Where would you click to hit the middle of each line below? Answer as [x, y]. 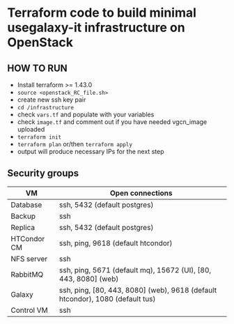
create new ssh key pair [52, 100]
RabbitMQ [27, 275]
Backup [23, 216]
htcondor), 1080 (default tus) [107, 299]
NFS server [29, 259]
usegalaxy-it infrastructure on [96, 28]
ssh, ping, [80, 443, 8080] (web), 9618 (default [138, 290]
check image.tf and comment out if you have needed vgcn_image [112, 122]
